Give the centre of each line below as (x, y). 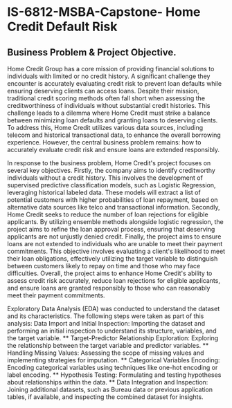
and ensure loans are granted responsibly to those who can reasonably (109, 288)
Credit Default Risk (62, 27)
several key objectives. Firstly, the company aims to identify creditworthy (111, 170)
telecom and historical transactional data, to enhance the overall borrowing (114, 135)
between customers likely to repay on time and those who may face (104, 266)
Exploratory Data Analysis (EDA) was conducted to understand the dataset (114, 309)
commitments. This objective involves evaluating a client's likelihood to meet (116, 251)
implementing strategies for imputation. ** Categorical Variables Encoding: (114, 360)
